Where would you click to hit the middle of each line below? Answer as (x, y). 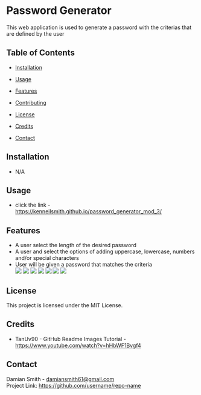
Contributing (30, 102)
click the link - (33, 205)
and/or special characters (47, 258)
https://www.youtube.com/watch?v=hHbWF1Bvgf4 (78, 345)
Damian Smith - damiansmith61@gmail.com (60, 379)
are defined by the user (35, 33)
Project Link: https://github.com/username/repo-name (74, 385)
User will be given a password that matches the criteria (84, 265)
